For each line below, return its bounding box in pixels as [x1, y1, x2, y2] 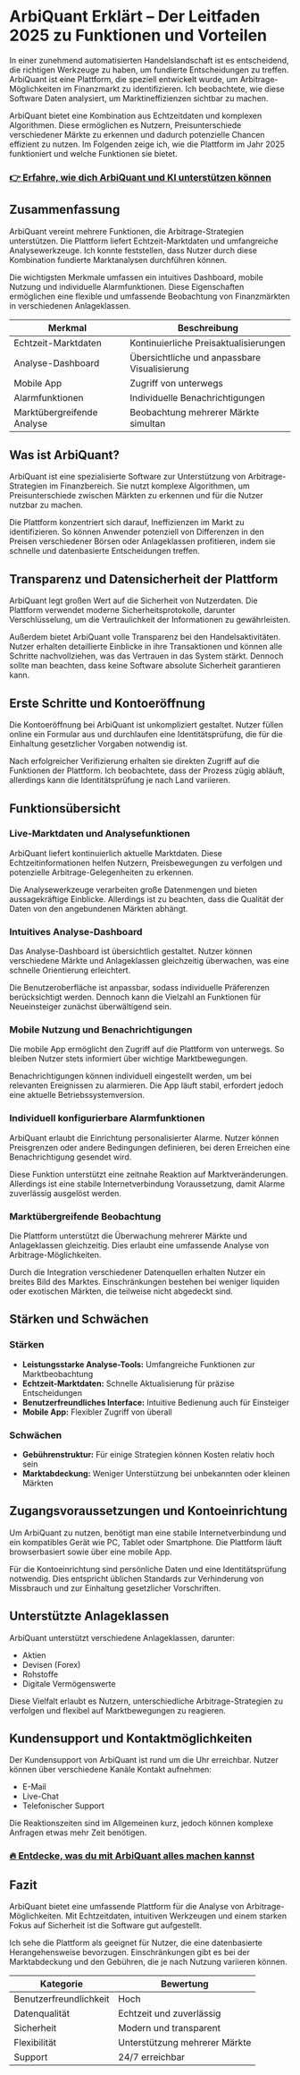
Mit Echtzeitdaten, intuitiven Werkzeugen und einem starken [65, 1910, 287, 1921]
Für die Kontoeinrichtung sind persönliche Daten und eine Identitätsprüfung [9, 1563, 287, 1574]
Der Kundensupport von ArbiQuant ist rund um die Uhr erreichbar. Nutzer [9, 1755, 279, 1765]
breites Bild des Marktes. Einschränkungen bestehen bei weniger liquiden [9, 1276, 280, 1287]
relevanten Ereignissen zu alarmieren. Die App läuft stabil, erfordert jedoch [9, 1080, 284, 1091]
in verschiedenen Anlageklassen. [9, 300, 131, 310]
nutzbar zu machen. [9, 499, 83, 511]
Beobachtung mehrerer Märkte [129, 405, 260, 418]
